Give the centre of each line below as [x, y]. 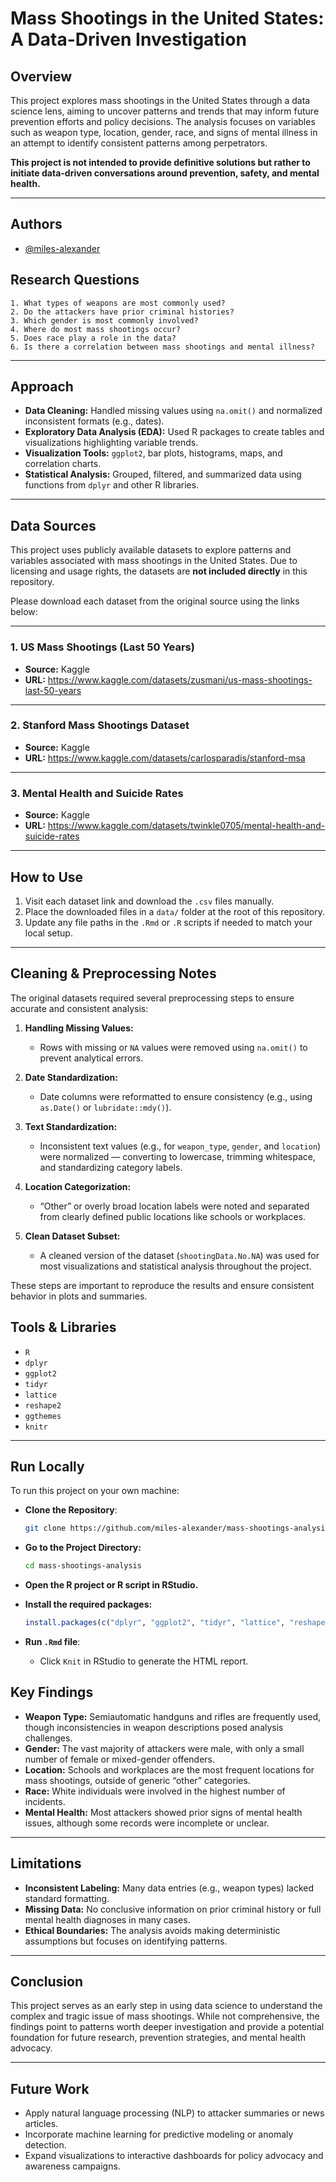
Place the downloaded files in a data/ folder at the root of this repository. [174, 911]
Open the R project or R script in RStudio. [111, 1585]
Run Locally [47, 1466]
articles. [41, 2124]
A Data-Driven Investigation [128, 39]
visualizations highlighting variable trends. [111, 443]
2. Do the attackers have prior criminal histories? [122, 312]
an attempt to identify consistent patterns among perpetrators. [139, 143]
